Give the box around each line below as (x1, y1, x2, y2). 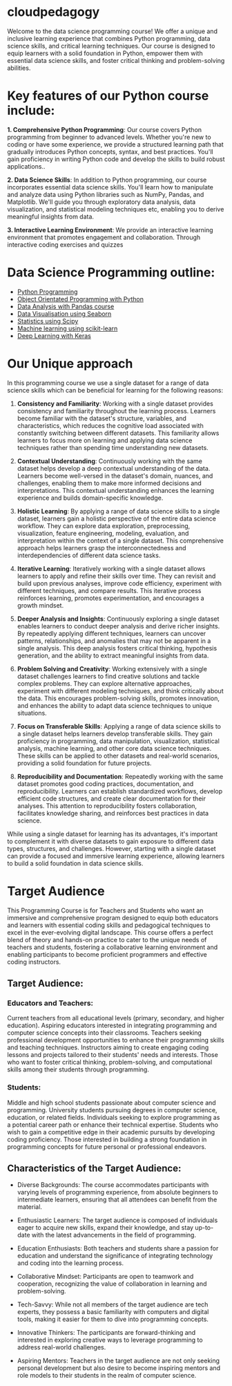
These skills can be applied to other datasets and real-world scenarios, (17, 751, 220, 760)
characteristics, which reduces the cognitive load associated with (17, 421, 204, 429)
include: (7, 103, 55, 118)
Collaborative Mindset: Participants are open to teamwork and (17, 1273, 194, 1281)
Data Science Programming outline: (7, 265, 215, 281)
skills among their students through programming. (7, 1065, 150, 1074)
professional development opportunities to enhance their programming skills (7, 1036, 224, 1045)
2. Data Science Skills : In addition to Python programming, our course (7, 176, 207, 184)
